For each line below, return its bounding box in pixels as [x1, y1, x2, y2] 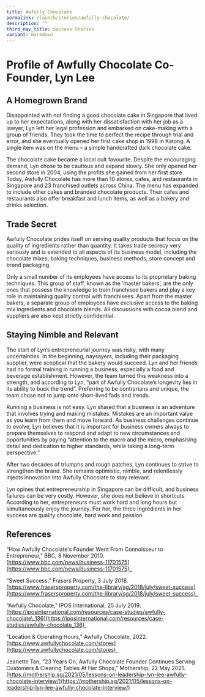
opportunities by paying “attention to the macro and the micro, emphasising [6, 435, 197, 443]
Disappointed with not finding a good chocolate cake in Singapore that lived [6, 111, 198, 119]
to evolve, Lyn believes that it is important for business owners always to [6, 422, 189, 430]
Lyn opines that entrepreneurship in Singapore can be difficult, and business [6, 485, 199, 493]
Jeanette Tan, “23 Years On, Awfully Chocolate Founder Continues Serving [6, 658, 195, 665]
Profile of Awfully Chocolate [6, 58, 152, 72]
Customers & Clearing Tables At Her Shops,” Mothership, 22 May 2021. [6, 664, 185, 671]
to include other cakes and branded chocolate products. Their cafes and [6, 188, 189, 196]
